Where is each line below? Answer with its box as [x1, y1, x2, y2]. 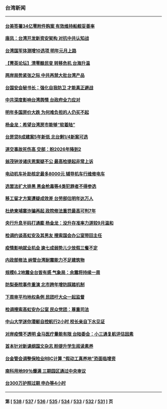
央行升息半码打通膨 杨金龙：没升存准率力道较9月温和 [5, 220, 114, 226]
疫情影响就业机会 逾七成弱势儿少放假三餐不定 [5, 245, 98, 251]
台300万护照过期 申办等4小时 [5, 380, 66, 386]
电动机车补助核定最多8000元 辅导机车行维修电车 [5, 171, 105, 177]
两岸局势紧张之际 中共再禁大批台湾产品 [5, 72, 85, 78]
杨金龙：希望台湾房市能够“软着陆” [5, 121, 76, 127]
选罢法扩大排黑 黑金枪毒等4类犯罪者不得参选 [5, 183, 96, 189]
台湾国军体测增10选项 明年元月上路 [5, 48, 77, 54]
